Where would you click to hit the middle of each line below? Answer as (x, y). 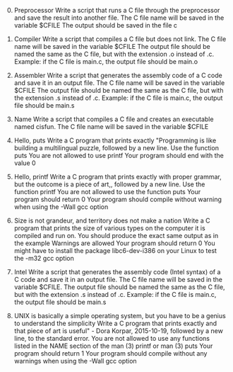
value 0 (25, 163)
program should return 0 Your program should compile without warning (118, 199)
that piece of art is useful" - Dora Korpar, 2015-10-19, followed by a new (119, 331)
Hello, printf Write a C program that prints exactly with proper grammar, (118, 177)
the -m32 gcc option (44, 258)
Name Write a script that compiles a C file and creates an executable (114, 119)
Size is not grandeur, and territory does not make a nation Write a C (112, 220)
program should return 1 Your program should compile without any (110, 353)
